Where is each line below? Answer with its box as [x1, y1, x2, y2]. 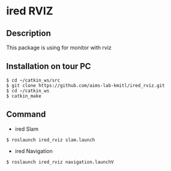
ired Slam [14, 125, 39, 133]
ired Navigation [14, 147, 53, 154]
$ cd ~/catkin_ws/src [6, 77, 61, 83]
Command [6, 109, 46, 119]
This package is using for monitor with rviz [6, 44, 112, 51]
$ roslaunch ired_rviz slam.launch [6, 137, 95, 143]
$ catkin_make [6, 93, 42, 99]
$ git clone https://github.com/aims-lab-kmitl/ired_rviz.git [6, 82, 165, 88]
